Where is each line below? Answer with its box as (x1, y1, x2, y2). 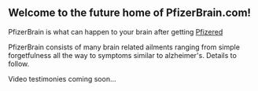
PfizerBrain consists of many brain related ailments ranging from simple (8, 42, 240, 52)
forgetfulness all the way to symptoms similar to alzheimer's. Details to (8, 50, 238, 60)
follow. (8, 59, 30, 68)
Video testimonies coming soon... (8, 74, 116, 83)
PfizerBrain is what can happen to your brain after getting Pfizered (8, 27, 223, 36)
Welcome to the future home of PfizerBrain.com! (8, 6, 252, 20)
